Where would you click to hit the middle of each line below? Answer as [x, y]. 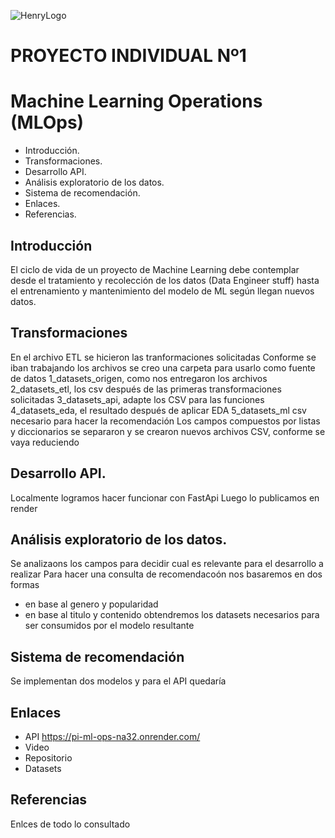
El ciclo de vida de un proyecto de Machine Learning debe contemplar [155, 269]
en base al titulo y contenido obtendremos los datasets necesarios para [172, 615]
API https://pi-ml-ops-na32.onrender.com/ [112, 736]
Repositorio [48, 758]
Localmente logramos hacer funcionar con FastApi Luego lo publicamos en [165, 497]
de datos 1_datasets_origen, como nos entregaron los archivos [139, 378]
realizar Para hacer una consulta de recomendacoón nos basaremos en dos [166, 574]
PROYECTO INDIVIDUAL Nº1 [128, 56]
